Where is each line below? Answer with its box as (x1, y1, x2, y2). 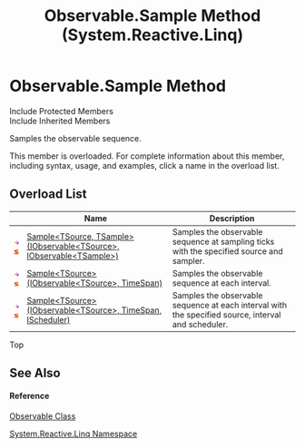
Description (209, 213, 255, 224)
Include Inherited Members (9, 115, 111, 126)
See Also (9, 365, 61, 381)
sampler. (172, 255, 205, 266)
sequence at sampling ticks (172, 236, 275, 247)
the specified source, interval (172, 309, 281, 320)
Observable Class (9, 411, 76, 422)
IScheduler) (26, 314, 71, 325)
